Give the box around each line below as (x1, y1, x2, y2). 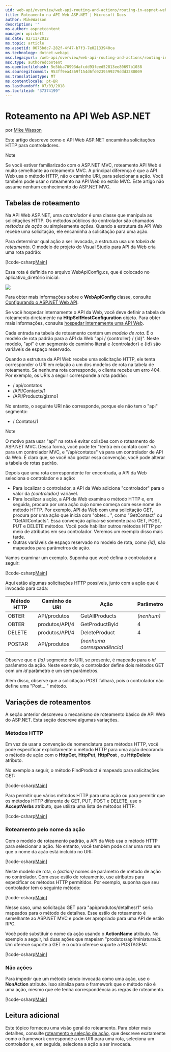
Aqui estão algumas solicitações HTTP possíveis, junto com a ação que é (5, 580, 159, 586)
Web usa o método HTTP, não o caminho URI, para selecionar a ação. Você (5, 173, 164, 179)
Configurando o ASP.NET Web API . (5, 299, 79, 305)
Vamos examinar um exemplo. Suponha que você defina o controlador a (5, 555, 157, 561)
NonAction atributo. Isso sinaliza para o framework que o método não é (5, 981, 156, 987)
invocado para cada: (5, 585, 48, 591)
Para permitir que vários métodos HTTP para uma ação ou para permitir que (5, 793, 165, 799)
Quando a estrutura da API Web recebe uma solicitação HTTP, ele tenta (5, 356, 155, 363)
